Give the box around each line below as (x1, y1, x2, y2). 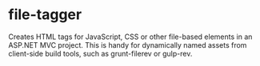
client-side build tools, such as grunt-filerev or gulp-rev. (8, 49, 193, 58)
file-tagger (8, 6, 82, 24)
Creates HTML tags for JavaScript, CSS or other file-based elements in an (8, 32, 253, 41)
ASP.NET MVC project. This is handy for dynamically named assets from (8, 40, 247, 49)
